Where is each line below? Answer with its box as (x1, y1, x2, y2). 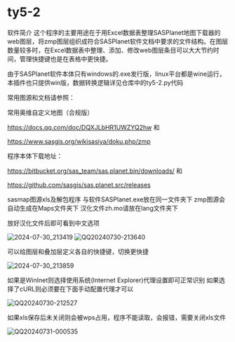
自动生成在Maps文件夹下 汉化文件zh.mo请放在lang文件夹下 (7, 204, 179, 212)
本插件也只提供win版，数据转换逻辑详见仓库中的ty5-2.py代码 (7, 78, 184, 86)
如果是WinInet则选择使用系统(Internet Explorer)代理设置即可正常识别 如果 (7, 275, 220, 284)
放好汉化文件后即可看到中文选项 (7, 218, 100, 227)
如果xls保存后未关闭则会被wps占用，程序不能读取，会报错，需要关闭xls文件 (7, 313, 227, 322)
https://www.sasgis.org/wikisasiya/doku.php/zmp (7, 137, 151, 145)
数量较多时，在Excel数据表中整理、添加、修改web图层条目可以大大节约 (7, 46, 214, 54)
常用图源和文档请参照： (7, 93, 75, 102)
